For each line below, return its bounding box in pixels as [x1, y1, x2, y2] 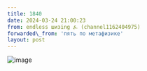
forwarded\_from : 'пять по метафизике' [7, 30, 124, 37]
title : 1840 [7, 10, 42, 18]
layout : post [7, 37, 45, 44]
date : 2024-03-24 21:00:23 [7, 17, 86, 24]
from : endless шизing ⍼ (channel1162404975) [7, 23, 141, 30]
